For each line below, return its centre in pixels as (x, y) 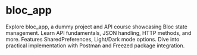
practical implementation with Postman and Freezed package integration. (95, 46)
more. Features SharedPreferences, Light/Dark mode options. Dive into (93, 39)
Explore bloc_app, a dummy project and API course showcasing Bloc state (97, 27)
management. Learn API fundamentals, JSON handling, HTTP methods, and (98, 33)
